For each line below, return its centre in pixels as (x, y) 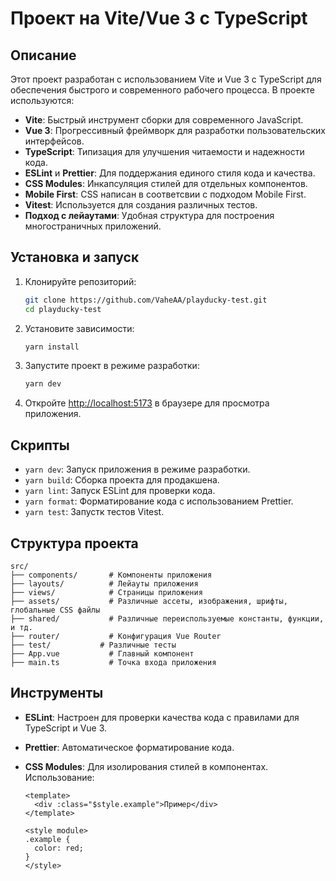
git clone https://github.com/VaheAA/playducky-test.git (146, 300)
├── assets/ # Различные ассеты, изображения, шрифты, (149, 601)
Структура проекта (74, 543)
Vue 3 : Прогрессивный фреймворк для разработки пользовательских (175, 130)
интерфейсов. (54, 141)
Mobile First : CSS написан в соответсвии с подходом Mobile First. (165, 194)
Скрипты (40, 445)
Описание (43, 55)
